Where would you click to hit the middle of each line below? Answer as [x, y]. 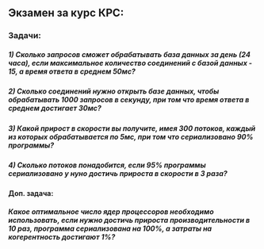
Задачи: [25, 36]
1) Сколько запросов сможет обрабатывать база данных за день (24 [130, 54]
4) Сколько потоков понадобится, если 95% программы [107, 165]
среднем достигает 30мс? [55, 108]
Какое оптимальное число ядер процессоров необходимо [111, 212]
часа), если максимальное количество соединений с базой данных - [130, 63]
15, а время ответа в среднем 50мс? [72, 71]
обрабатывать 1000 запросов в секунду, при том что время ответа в [129, 100]
